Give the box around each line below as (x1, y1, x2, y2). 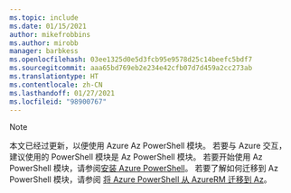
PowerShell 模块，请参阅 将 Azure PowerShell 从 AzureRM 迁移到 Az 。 (9, 174, 272, 185)
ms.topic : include (9, 13, 79, 23)
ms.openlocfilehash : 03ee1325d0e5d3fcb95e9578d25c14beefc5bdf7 (9, 55, 253, 64)
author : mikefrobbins (9, 30, 91, 39)
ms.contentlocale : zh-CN (9, 80, 103, 89)
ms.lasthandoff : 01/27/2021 (9, 88, 116, 97)
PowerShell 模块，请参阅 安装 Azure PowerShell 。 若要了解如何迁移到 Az (9, 163, 278, 174)
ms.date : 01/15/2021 (9, 22, 88, 31)
